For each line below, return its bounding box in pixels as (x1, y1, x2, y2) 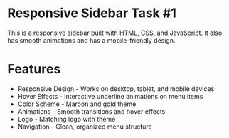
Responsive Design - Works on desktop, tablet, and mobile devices (17, 84, 215, 93)
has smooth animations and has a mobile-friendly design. (7, 36, 176, 44)
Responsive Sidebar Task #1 (7, 5, 176, 21)
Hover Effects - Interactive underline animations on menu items (17, 92, 203, 100)
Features (7, 61, 61, 78)
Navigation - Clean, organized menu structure (17, 122, 152, 131)
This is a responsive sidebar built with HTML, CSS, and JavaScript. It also (7, 28, 223, 37)
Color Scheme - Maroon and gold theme (17, 100, 137, 108)
